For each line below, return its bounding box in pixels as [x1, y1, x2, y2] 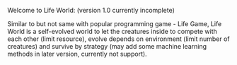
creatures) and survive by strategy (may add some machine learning [7, 42, 207, 50]
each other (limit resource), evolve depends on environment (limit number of [7, 35, 230, 43]
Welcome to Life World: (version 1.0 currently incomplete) [7, 6, 175, 14]
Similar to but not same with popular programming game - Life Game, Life [7, 20, 222, 28]
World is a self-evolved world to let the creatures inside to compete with [7, 28, 218, 35]
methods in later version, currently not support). [7, 49, 147, 58]
